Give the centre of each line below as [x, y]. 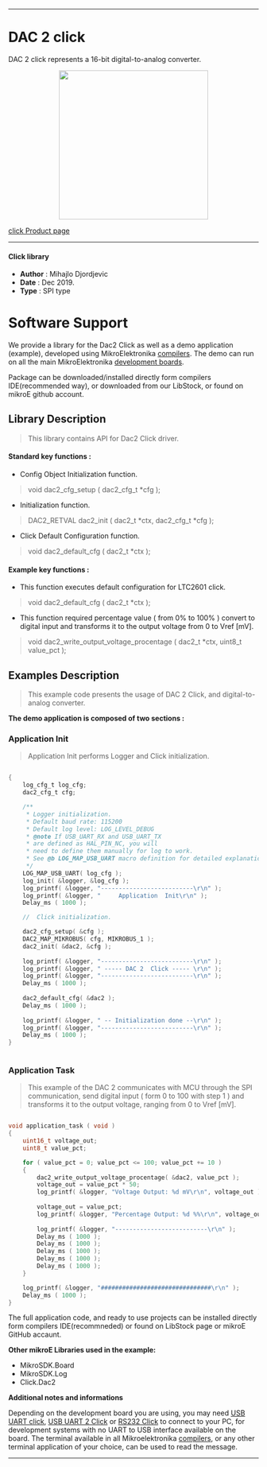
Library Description [57, 419]
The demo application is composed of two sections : [97, 718]
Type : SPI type [45, 291]
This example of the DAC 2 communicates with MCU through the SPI [140, 1088]
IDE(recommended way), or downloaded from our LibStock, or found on [126, 386]
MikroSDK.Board [47, 1365]
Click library [29, 256]
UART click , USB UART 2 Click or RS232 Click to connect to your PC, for [126, 1422]
